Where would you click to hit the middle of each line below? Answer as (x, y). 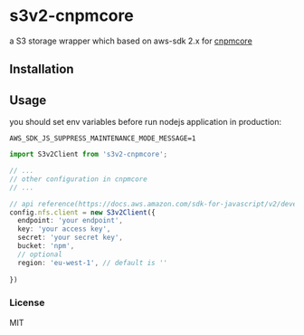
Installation (42, 69)
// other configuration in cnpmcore (78, 179)
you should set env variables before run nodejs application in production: (146, 122)
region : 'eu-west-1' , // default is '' (93, 263)
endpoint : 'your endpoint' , (71, 221)
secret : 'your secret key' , (71, 238)
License (27, 302)
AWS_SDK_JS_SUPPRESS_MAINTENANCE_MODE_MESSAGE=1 (103, 139)
